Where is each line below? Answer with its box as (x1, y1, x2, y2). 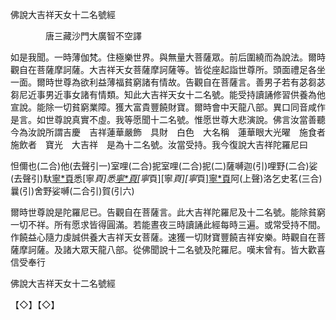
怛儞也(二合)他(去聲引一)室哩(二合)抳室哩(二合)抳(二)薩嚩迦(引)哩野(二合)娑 (10, 160, 318, 172)
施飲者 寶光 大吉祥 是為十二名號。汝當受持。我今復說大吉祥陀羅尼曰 (10, 139, 308, 150)
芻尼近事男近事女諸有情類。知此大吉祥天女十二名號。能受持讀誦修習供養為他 (10, 89, 326, 100)
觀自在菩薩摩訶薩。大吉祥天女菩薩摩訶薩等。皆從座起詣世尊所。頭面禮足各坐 (10, 64, 326, 75)
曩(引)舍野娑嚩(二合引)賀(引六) (10, 185, 135, 197)
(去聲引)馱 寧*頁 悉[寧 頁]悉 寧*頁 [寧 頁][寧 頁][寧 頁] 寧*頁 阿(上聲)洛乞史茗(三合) (10, 173, 323, 184)
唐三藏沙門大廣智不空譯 (44, 30, 142, 42)
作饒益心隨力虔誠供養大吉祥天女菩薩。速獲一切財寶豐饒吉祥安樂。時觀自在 (10, 231, 317, 243)
